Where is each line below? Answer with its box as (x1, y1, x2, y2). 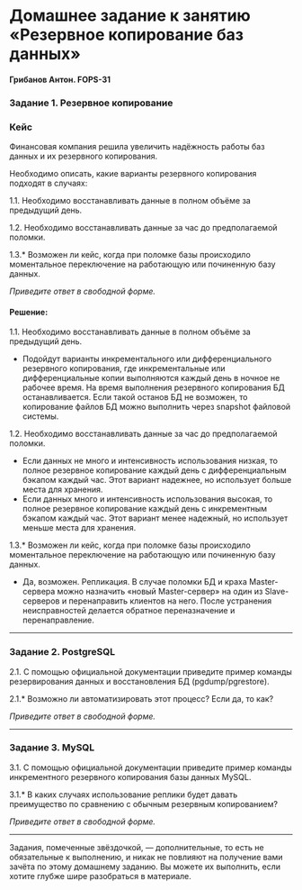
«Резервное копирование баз (9, 24, 244, 45)
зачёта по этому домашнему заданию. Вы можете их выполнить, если (9, 861, 281, 872)
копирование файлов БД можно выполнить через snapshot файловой (22, 402, 291, 413)
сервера (22, 586, 56, 597)
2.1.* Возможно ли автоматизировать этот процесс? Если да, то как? (9, 693, 274, 704)
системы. (22, 411, 59, 422)
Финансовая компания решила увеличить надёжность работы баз (9, 141, 265, 151)
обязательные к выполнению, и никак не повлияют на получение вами (9, 851, 283, 862)
